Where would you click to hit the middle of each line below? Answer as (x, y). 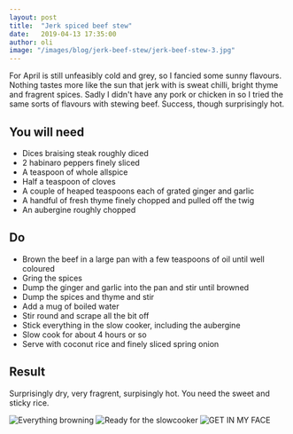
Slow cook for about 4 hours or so (85, 335)
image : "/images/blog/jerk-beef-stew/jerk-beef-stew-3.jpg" (123, 51)
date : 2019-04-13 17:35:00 (63, 34)
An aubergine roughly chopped (79, 209)
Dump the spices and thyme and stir (88, 296)
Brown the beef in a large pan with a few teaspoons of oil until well (143, 259)
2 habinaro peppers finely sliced (81, 162)
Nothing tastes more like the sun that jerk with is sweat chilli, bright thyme (144, 85)
